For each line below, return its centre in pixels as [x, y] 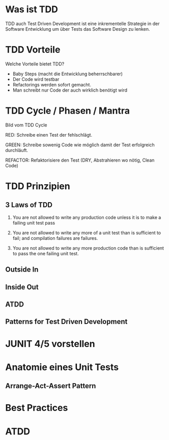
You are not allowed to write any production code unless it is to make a [87, 217]
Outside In [22, 270]
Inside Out [22, 287]
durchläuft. [17, 150]
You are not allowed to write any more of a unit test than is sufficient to [87, 233]
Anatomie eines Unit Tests [62, 367]
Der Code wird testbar [36, 79]
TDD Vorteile [33, 50]
